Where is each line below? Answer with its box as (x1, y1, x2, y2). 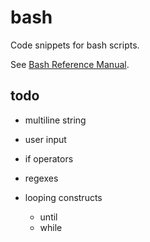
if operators (24, 152, 74, 165)
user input (24, 133, 67, 145)
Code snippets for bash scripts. (10, 39, 140, 51)
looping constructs (24, 191, 103, 203)
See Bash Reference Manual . (10, 58, 130, 70)
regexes (24, 172, 59, 184)
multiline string (24, 114, 87, 126)
